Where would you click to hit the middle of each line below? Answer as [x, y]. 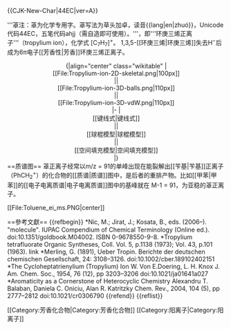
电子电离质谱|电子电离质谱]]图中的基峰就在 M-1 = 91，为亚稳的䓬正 [123, 185]
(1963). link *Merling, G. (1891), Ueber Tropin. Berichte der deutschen [106, 252]
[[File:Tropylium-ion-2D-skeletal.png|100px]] [116, 73]
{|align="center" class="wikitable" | [116, 66]
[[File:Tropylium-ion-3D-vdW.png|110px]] [116, 103]
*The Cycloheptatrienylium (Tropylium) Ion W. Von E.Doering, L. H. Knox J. [113, 266]
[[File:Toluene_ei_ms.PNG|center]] [56, 207]
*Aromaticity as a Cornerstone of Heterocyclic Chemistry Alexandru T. [108, 281]
